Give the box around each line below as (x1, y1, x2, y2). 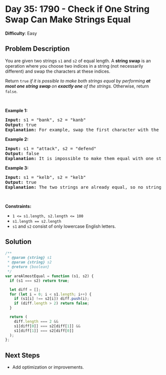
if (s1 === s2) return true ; (9, 278, 70, 283)
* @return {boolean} (7, 264, 50, 270)
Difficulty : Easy (5, 30, 37, 36)
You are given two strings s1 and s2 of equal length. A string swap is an (5, 58, 151, 64)
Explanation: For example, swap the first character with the (5, 127, 159, 132)
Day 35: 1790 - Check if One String (5, 3, 150, 15)
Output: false (5, 151, 40, 156)
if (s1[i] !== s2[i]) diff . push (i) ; (14, 296, 90, 301)
